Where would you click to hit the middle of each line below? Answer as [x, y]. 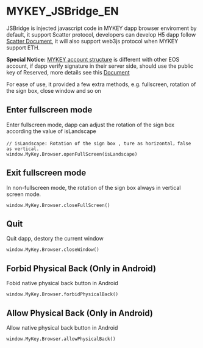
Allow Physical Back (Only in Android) [80, 313]
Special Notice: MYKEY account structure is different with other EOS [93, 59]
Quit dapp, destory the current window [55, 239]
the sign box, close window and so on [54, 90]
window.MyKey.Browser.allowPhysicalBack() [61, 339]
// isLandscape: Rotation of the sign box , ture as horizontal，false [99, 143]
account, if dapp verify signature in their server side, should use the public [100, 66]
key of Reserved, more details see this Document [68, 72]
